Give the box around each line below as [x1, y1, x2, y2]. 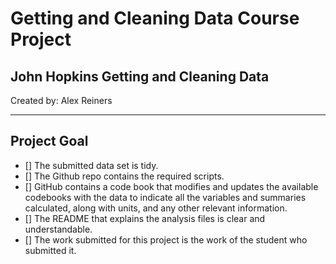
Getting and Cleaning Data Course [10, 7, 300, 30]
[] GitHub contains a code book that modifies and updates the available [24, 180, 319, 192]
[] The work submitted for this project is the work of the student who [24, 233, 308, 246]
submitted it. [24, 244, 77, 256]
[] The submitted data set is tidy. [24, 159, 159, 171]
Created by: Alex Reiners [10, 95, 113, 106]
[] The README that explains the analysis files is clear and [24, 212, 266, 224]
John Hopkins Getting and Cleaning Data [10, 68, 270, 85]
